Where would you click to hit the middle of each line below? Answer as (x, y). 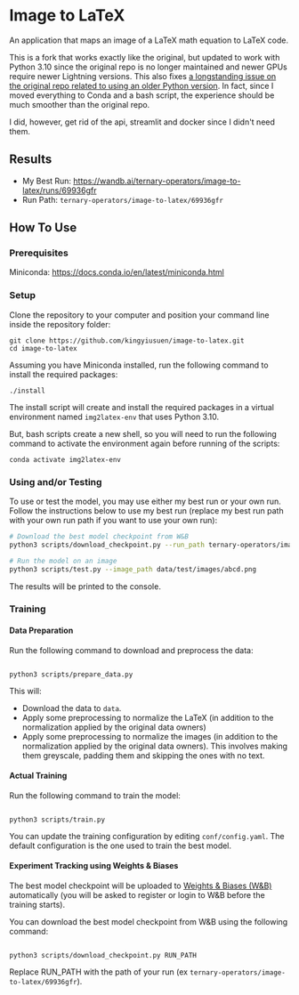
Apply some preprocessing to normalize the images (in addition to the (150, 736)
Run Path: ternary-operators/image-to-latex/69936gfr (123, 199)
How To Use (43, 228)
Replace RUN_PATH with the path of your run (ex (99, 972)
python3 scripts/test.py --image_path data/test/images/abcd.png (133, 569)
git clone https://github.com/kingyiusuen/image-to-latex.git (127, 340)
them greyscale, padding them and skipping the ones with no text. (143, 755)
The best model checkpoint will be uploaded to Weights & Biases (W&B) (141, 886)
